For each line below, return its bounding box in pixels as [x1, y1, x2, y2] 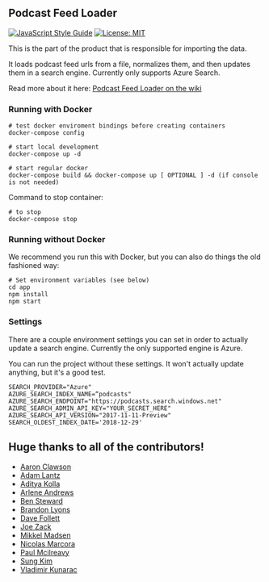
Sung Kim [19, 556, 53, 566]
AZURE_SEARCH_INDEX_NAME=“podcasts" [8, 390, 132, 398]
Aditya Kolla [19, 479, 61, 488]
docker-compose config [8, 129, 85, 137]
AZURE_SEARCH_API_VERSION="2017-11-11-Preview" [8, 411, 172, 419]
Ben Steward [19, 496, 63, 505]
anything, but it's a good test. [8, 367, 107, 377]
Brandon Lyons [19, 505, 71, 514]
